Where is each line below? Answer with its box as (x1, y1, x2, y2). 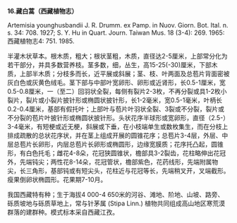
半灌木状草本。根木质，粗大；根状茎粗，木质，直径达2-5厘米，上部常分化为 (7, 52, 228, 60)
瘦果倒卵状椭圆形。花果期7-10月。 (7, 176, 107, 183)
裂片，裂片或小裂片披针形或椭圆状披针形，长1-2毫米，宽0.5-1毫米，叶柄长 (7, 96, 222, 104)
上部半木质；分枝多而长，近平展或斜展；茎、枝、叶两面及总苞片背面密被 (19, 70, 230, 78)
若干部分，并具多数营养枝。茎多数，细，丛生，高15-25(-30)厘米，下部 (7, 61, 212, 69)
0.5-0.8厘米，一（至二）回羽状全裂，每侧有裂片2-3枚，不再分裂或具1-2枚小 (7, 88, 227, 95)
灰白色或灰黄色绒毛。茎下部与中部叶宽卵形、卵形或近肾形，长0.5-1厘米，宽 (7, 78, 226, 87)
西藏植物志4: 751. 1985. (7, 37, 75, 45)
